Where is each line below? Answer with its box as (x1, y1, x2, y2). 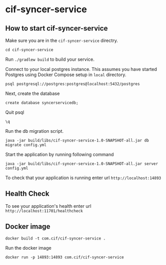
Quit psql (5, 109, 24, 115)
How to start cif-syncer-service (5, 24, 108, 33)
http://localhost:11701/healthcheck (5, 208, 83, 213)
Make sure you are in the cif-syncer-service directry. (5, 37, 118, 43)
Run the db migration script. (5, 128, 64, 134)
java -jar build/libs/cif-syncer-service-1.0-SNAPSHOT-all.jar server (5, 161, 158, 166)
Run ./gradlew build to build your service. (5, 56, 95, 62)
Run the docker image (5, 245, 52, 251)
